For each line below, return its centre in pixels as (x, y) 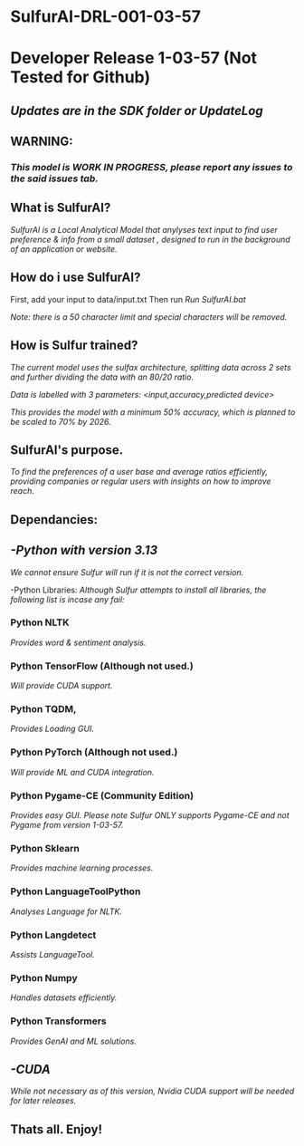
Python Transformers (58, 1021)
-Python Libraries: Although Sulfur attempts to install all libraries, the (138, 590)
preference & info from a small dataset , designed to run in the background (150, 239)
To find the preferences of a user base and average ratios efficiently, (139, 472)
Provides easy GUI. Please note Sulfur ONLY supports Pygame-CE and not (150, 815)
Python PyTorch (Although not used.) (94, 752)
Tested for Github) (81, 77)
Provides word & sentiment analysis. (78, 642)
